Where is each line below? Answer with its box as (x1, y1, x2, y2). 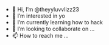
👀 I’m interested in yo (12, 12, 65, 19)
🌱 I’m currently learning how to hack (12, 19, 104, 26)
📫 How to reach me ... (12, 32, 69, 39)
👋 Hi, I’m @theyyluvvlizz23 (12, 6, 79, 13)
